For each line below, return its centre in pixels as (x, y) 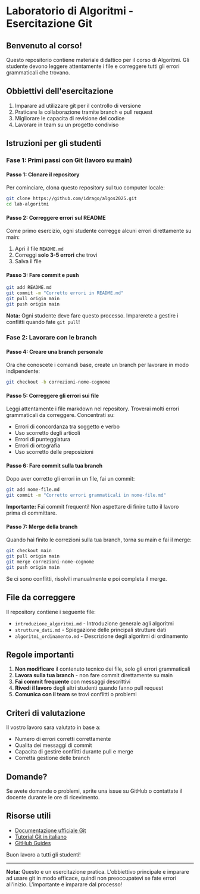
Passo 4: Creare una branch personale (54, 351)
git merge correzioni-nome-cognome (50, 562)
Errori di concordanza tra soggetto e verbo (67, 426)
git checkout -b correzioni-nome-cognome (58, 382)
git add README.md (29, 288)
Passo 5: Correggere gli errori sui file (53, 395)
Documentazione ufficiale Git (50, 830)
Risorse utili (29, 816)
